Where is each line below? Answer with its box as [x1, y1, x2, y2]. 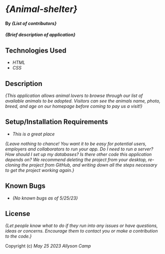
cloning [5, 161, 21, 168]
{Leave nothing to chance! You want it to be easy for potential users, [5, 140, 147, 146]
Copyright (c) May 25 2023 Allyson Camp [5, 243, 91, 249]
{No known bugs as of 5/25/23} [12, 195, 78, 201]
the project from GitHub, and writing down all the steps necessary [21, 161, 158, 168]
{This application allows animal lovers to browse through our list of [5, 92, 143, 98]
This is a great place [12, 131, 55, 137]
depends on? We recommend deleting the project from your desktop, [5, 156, 147, 162]
